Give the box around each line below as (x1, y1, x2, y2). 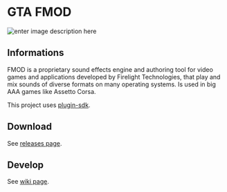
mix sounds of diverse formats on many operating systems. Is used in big (7, 80, 217, 88)
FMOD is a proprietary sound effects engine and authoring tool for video (7, 65, 213, 73)
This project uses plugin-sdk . (7, 101, 91, 109)
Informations (7, 47, 64, 59)
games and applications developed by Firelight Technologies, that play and (7, 73, 221, 81)
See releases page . (7, 139, 62, 147)
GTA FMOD (7, 4, 72, 20)
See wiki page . (7, 177, 50, 186)
